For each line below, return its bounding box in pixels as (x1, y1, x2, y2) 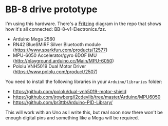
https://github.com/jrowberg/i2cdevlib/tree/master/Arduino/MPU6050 (12, 94, 161, 100)
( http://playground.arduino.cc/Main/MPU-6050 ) (12, 57, 114, 64)
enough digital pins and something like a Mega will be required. (5, 114, 139, 121)
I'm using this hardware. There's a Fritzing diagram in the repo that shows (5, 20, 162, 27)
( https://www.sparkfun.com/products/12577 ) (12, 47, 108, 53)
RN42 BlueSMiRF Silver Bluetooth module (12, 41, 101, 47)
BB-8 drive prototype (5, 4, 98, 15)
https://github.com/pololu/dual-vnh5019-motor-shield (12, 88, 127, 94)
